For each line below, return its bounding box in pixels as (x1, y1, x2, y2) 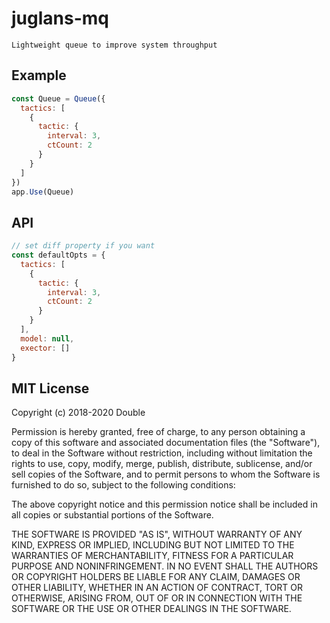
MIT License (11, 380, 90, 397)
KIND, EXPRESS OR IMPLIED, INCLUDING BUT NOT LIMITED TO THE (11, 539, 295, 551)
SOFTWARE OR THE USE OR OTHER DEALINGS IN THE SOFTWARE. (11, 603, 292, 615)
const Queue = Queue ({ (11, 93, 106, 104)
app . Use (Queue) (11, 187, 75, 197)
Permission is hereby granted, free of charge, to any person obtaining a (11, 426, 306, 438)
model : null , (20, 333, 75, 344)
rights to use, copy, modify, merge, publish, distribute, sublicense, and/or (11, 458, 313, 470)
